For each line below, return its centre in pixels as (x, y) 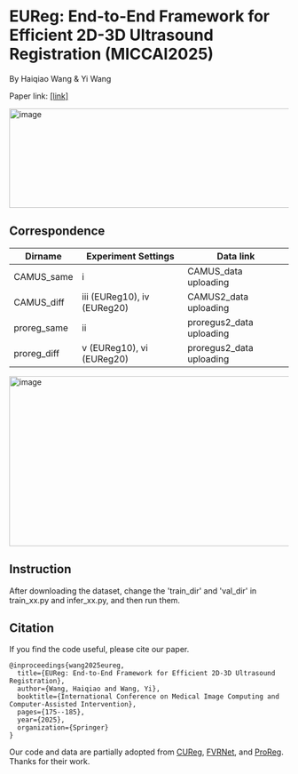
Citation (32, 628)
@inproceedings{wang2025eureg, (67, 666)
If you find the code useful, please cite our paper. (99, 650)
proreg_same (41, 328)
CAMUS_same (43, 276)
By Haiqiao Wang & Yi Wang (60, 78)
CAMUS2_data (218, 297)
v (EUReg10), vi (115, 347)
